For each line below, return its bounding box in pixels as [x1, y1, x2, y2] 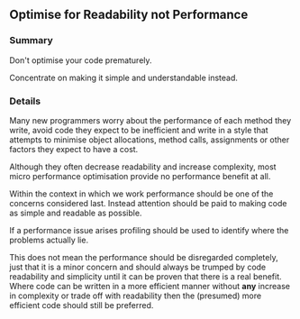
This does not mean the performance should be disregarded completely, [9, 251, 278, 262]
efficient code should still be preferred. [9, 299, 154, 310]
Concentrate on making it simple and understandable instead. [9, 72, 239, 83]
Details [9, 95, 41, 107]
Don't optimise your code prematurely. [9, 54, 152, 66]
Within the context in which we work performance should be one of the [9, 188, 274, 199]
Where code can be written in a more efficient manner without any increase [9, 280, 291, 291]
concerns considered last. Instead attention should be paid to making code [9, 197, 287, 208]
